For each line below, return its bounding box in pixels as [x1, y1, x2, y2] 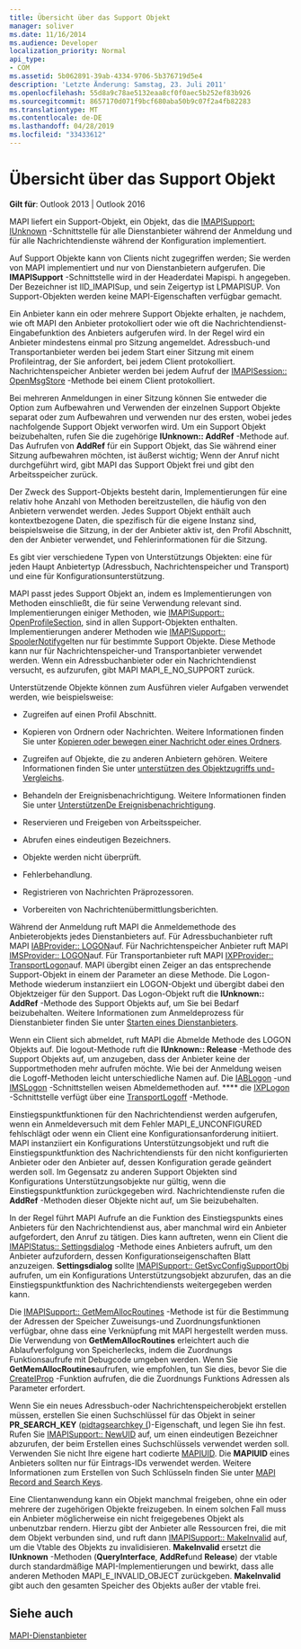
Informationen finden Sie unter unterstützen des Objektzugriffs [22, 762, 255, 773]
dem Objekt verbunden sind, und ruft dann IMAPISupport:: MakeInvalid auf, [9, 1532, 288, 1543]
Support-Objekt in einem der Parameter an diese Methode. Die [9, 968, 242, 980]
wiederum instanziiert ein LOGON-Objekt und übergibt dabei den [44, 978, 285, 989]
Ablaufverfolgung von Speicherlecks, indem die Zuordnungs [9, 1344, 233, 1355]
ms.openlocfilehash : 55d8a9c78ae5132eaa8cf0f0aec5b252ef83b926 [9, 88, 252, 97]
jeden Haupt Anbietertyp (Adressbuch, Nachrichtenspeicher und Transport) [9, 561, 289, 572]
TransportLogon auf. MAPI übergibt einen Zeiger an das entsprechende [9, 959, 272, 970]
